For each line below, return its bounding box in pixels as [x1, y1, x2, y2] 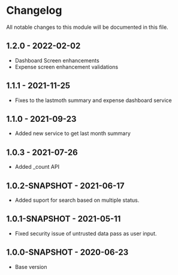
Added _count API [14, 163, 60, 171]
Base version [14, 263, 47, 270]
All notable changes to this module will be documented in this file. [6, 23, 169, 31]
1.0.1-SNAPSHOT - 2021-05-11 [6, 214, 121, 224]
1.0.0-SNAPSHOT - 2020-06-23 [6, 247, 129, 258]
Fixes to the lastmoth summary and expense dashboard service [14, 97, 172, 104]
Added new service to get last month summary [14, 130, 131, 137]
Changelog [6, 4, 62, 17]
